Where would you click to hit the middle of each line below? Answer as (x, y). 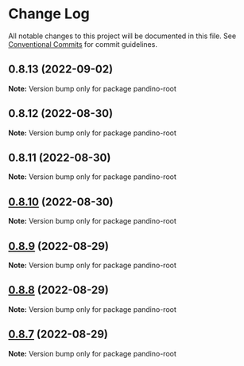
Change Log (49, 14)
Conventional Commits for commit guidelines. (83, 44)
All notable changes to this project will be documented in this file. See (122, 36)
